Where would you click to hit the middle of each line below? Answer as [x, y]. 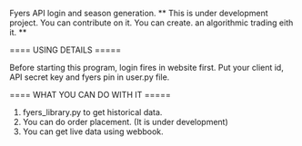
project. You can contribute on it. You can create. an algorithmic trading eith [151, 23]
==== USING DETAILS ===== [65, 50]
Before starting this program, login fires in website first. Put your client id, [146, 68]
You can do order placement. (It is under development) [126, 122]
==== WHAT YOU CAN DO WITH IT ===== [90, 95]
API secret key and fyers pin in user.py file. [90, 77]
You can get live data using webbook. [93, 131]
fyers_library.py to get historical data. [92, 112]
